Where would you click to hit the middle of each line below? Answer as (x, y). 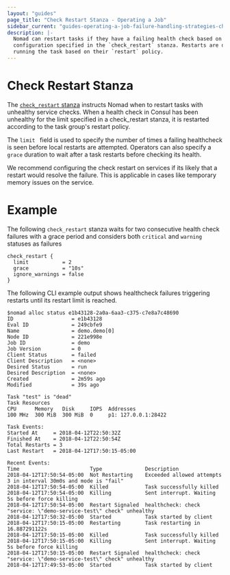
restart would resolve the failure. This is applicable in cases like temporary (112, 175)
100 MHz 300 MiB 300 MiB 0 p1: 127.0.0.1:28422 (87, 415)
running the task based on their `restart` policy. (89, 52)
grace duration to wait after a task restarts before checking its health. (104, 154)
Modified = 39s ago (53, 385)
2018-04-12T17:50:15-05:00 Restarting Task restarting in (104, 523)
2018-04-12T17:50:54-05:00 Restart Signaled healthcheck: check (104, 505)
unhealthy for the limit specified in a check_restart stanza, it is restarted (108, 119)
